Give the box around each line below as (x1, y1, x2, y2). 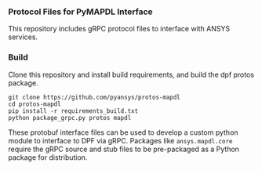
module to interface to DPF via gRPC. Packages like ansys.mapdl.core (8, 136, 233, 145)
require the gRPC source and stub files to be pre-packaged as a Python (8, 144, 239, 154)
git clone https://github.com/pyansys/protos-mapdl (8, 93, 180, 101)
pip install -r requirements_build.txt (8, 107, 139, 115)
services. (8, 32, 38, 42)
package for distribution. (8, 152, 88, 162)
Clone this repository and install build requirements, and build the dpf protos (8, 70, 255, 79)
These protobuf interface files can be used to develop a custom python (8, 128, 238, 137)
